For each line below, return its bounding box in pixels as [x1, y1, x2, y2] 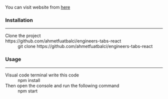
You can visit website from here [5, 4, 70, 10]
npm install [17, 77, 40, 83]
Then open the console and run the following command [5, 82, 119, 88]
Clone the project [5, 32, 41, 39]
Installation [5, 16, 33, 23]
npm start [17, 87, 38, 94]
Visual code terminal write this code [5, 72, 79, 78]
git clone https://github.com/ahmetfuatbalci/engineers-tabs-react [17, 43, 153, 49]
